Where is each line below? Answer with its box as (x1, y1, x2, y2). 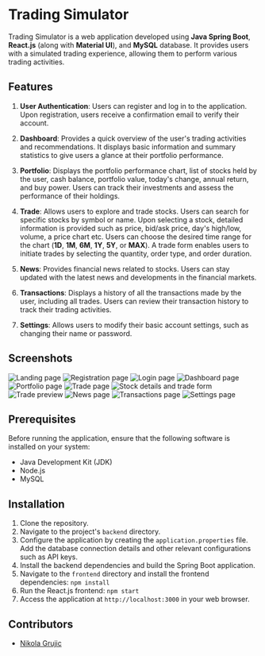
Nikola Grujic (19, 639, 62, 648)
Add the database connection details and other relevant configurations (19, 544, 252, 554)
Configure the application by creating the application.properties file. (19, 535, 248, 545)
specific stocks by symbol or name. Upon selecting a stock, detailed (19, 214, 244, 224)
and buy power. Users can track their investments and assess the (19, 183, 234, 192)
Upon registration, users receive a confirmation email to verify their (19, 110, 240, 119)
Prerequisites (8, 412, 76, 426)
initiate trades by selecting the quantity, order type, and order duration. (19, 249, 252, 258)
